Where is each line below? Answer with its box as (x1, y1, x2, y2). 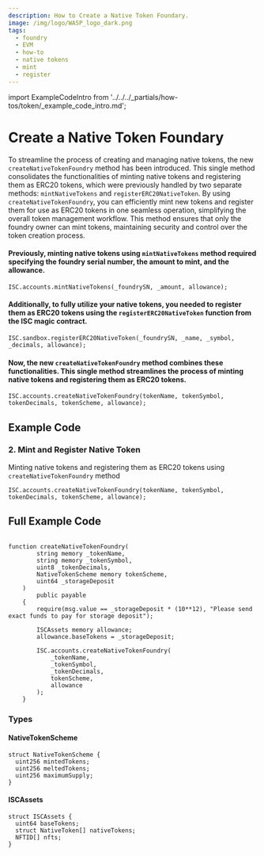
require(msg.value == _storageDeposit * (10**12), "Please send (36, 605, 253, 613)
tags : (8, 26, 26, 34)
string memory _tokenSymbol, (36, 556, 133, 564)
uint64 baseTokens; (15, 820, 80, 827)
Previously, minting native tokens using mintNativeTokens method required (8, 249, 257, 258)
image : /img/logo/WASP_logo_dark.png (8, 19, 133, 27)
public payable (36, 591, 87, 599)
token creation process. (8, 231, 85, 240)
